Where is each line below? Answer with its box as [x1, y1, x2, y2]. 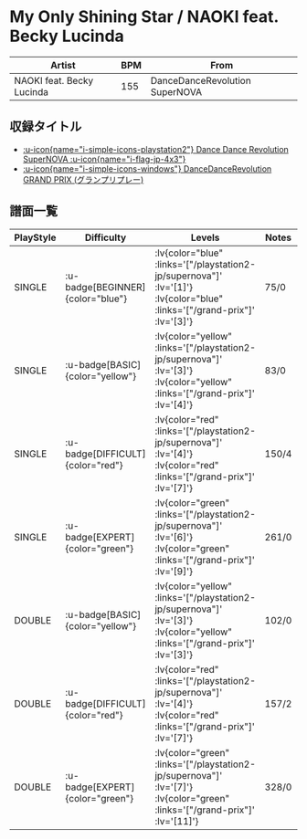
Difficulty [84, 231, 127, 244]
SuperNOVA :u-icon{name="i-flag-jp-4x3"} [22, 153, 186, 164]
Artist [49, 58, 76, 71]
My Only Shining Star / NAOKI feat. [9, 6, 279, 27]
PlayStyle [14, 231, 57, 244]
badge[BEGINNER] [65, 280, 146, 293]
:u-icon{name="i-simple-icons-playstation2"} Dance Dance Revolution [22, 143, 290, 154]
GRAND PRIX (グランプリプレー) [22, 173, 144, 184]
